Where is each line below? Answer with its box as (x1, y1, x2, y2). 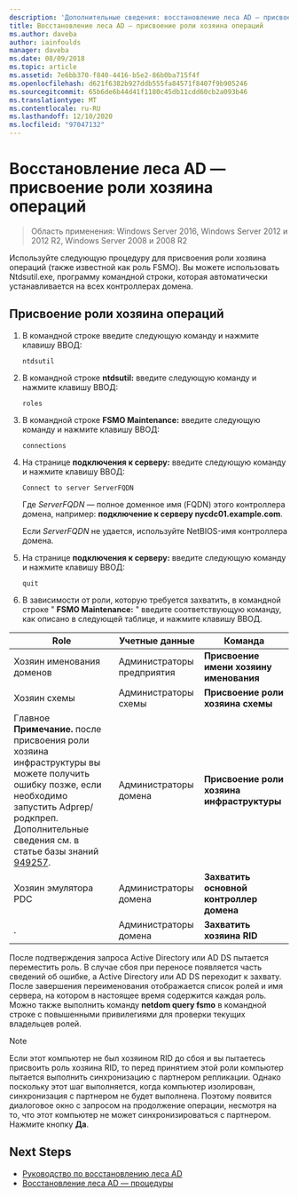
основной (203, 882, 248, 894)
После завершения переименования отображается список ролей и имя (9, 980, 284, 991)
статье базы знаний (13, 845, 99, 858)
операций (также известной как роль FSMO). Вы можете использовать (9, 261, 279, 272)
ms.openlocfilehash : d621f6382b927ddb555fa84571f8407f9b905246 (9, 79, 248, 88)
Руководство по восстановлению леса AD (21, 1168, 184, 1178)
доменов (13, 666, 52, 678)
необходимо (13, 789, 68, 802)
